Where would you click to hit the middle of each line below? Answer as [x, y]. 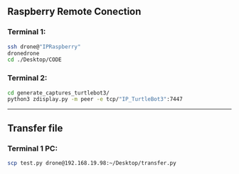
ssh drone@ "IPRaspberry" [44, 47]
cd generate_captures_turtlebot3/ [59, 93]
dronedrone [23, 53]
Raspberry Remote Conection [74, 12]
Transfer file [35, 128]
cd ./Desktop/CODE [34, 60]
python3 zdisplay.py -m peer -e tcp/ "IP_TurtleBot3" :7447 [95, 99]
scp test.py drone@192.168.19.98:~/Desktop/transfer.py [92, 163]
